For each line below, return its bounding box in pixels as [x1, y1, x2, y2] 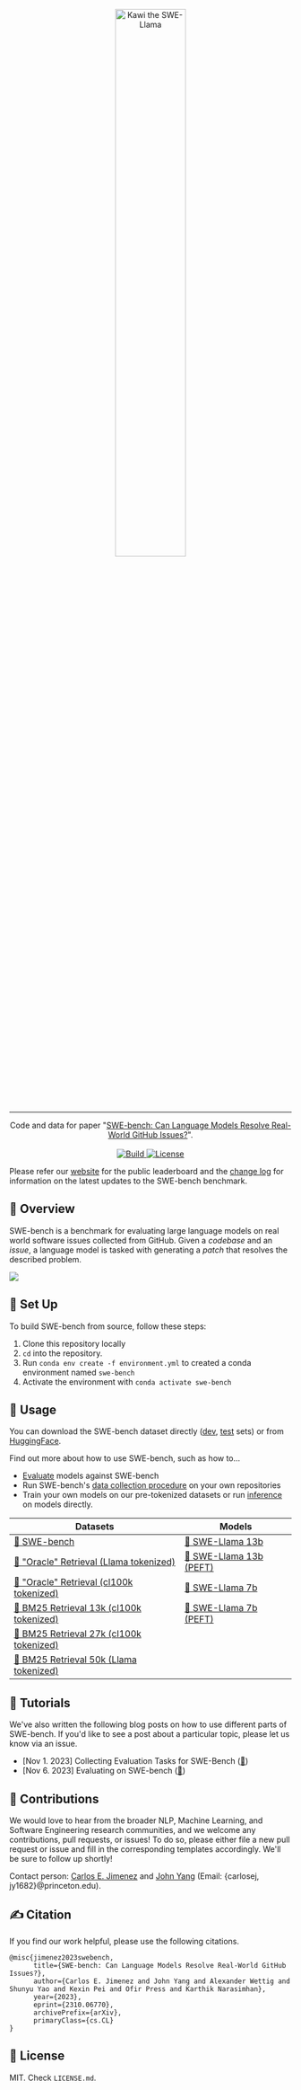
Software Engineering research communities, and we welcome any [9, 1825, 256, 1836]
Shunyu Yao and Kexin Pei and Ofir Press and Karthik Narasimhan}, [9, 1984, 267, 1994]
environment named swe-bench [21, 1367, 135, 1377]
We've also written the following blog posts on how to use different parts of [9, 1719, 288, 1730]
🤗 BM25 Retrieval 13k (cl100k [13, 1602, 142, 1615]
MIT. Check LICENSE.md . [9, 2072, 97, 2083]
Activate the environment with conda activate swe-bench [21, 1376, 232, 1387]
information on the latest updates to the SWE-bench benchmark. [9, 1175, 248, 1186]
